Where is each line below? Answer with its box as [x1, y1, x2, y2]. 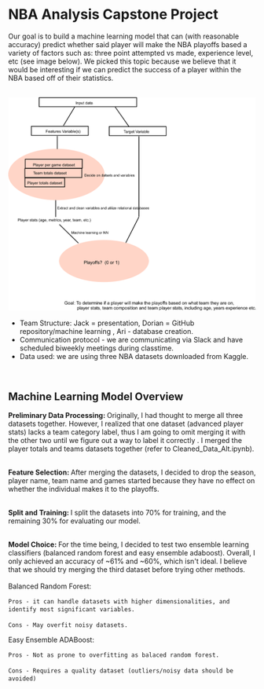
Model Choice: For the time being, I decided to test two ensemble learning [8, 540, 250, 549]
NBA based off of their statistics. [8, 73, 114, 82]
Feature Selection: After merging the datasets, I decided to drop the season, [8, 467, 256, 477]
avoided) [8, 675, 37, 683]
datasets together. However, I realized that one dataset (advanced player [8, 419, 244, 429]
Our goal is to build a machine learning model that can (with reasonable [8, 31, 240, 41]
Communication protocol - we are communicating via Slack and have [19, 335, 244, 345]
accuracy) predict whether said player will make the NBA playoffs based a [8, 39, 247, 49]
